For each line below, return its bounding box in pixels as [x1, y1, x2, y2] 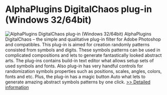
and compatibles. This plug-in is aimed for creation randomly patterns [5, 41, 150, 47]
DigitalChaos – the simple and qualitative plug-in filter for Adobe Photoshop [5, 36, 161, 42]
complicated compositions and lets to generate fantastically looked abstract [5, 52, 162, 58]
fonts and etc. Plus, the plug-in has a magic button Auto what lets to [5, 73, 145, 79]
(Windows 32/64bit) [5, 14, 92, 26]
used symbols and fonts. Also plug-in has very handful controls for [5, 63, 143, 69]
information [5, 84, 29, 90]
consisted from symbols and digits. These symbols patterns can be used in [5, 47, 160, 53]
